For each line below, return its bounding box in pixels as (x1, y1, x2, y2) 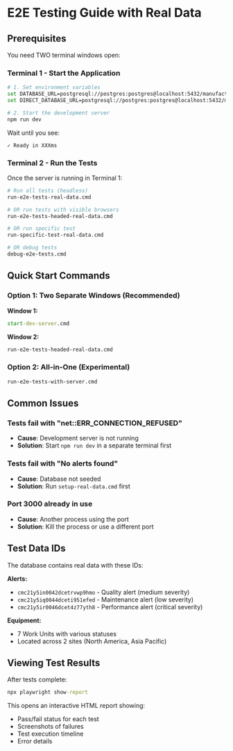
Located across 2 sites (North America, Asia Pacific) (17, 637, 167, 645)
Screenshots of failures (17, 723, 85, 731)
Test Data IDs (7, 543, 66, 554)
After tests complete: (7, 675, 67, 684)
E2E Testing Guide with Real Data (7, 5, 202, 21)
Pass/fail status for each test (17, 715, 99, 723)
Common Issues (7, 397, 79, 409)
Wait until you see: (7, 129, 60, 137)
